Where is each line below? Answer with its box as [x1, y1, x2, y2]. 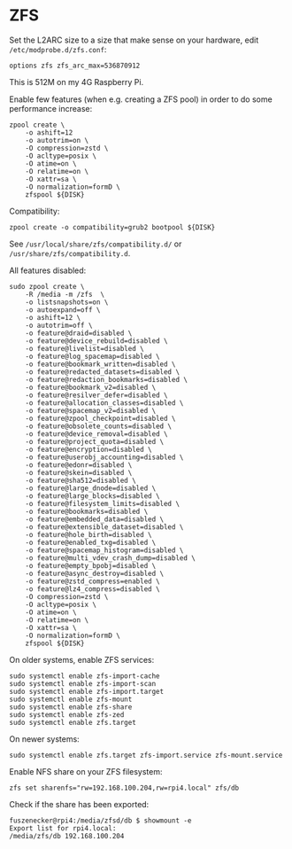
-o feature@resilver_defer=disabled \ [25, 391, 168, 400]
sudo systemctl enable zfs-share [9, 702, 133, 712]
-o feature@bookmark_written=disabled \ [25, 360, 176, 369]
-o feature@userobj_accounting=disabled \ [25, 453, 184, 462]
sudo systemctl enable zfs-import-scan [9, 679, 157, 688]
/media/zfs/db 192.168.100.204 [9, 831, 125, 840]
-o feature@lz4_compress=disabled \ [25, 584, 161, 594]
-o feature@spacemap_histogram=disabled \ [25, 546, 184, 555]
